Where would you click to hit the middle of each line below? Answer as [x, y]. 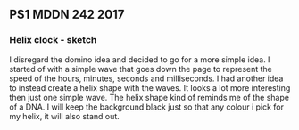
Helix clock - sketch [53, 40]
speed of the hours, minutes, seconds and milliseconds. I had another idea [146, 78]
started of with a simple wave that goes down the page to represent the [141, 69]
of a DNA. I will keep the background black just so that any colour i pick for [146, 107]
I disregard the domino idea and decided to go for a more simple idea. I [140, 59]
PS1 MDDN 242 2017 [67, 15]
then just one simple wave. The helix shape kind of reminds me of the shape [149, 97]
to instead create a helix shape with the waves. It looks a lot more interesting [150, 87]
